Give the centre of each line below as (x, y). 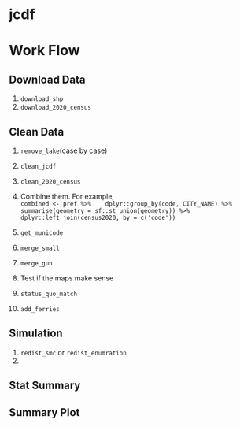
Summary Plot (44, 412)
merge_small (40, 248)
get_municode (42, 233)
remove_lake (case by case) (64, 150)
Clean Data (37, 132)
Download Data (47, 79)
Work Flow (45, 51)
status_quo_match (49, 294)
